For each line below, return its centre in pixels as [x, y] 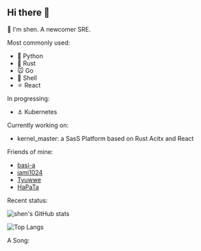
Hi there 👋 [28, 13]
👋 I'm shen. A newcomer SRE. [49, 29]
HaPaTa [28, 187]
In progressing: [28, 98]
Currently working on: [38, 125]
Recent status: [27, 200]
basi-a [26, 165]
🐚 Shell [27, 78]
